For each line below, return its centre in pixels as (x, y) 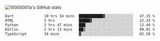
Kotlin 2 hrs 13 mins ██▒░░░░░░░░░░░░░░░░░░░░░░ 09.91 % (80, 29)
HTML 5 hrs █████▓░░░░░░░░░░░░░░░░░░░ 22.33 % (80, 20)
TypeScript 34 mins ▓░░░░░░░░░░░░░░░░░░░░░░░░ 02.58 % (80, 34)
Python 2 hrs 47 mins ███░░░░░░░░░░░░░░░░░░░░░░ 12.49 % (80, 25)
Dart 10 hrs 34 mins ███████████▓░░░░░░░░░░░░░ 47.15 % (80, 16)
